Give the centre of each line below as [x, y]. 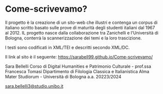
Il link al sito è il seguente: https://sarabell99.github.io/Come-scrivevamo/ [79, 56]
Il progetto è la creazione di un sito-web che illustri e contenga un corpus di [81, 22]
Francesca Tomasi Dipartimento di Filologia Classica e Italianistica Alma [77, 71]
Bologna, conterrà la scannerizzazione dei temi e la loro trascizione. [73, 38]
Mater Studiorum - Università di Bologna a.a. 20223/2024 [63, 76]
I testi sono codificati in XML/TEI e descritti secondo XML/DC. [67, 47]
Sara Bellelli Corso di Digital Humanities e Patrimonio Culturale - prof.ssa [78, 66]
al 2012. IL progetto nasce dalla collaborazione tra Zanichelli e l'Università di [82, 33]
